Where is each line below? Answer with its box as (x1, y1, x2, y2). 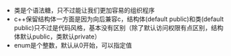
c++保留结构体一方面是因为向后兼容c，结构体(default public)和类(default (13, 15, 224, 23)
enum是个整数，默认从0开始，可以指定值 (13, 41, 133, 49)
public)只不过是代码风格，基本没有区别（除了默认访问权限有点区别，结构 (13, 24, 224, 31)
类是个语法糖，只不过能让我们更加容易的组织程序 (13, 6, 155, 14)
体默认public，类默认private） (13, 32, 101, 41)
